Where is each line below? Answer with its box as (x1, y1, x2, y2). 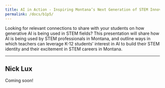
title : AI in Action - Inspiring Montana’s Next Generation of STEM (5, 7, 148, 12)
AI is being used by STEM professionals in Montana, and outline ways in (5, 35, 151, 42)
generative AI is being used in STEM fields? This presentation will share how (5, 30, 160, 36)
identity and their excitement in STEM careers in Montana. (5, 46, 123, 52)
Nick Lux (5, 65, 33, 73)
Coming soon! (5, 78, 33, 84)
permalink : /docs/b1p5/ (5, 12, 54, 17)
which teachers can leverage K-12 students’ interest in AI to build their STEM (5, 41, 160, 46)
